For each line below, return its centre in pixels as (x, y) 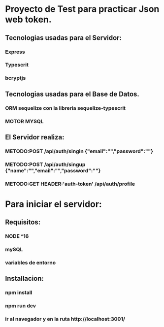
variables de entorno (31, 263)
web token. (28, 19)
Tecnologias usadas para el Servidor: (64, 38)
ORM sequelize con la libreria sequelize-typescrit (66, 108)
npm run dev (20, 306)
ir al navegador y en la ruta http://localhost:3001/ (65, 319)
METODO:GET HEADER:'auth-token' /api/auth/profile (70, 184)
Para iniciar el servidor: (53, 204)
